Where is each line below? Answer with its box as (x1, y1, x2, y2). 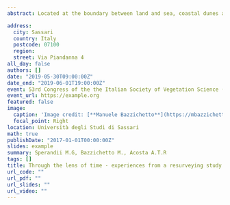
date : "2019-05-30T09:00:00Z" (7, 73, 94, 80)
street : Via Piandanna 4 (13, 54, 84, 61)
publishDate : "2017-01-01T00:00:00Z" (7, 137, 115, 143)
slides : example (7, 143, 53, 150)
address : (7, 22, 32, 29)
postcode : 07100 (13, 42, 60, 49)
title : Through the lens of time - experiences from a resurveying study (7, 162, 222, 169)
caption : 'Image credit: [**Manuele (13, 111, 118, 118)
